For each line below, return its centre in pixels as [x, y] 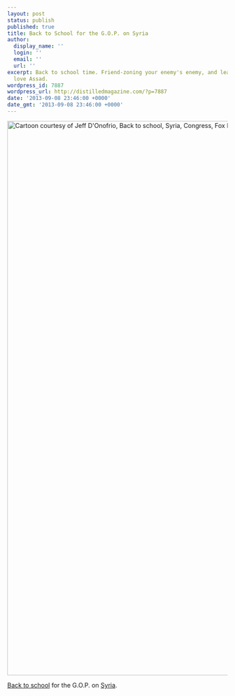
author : [19, 40]
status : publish [31, 20]
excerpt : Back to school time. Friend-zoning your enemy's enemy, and [112, 72]
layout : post [26, 14]
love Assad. [31, 79]
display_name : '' [39, 46]
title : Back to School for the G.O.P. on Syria [78, 33]
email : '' [28, 59]
